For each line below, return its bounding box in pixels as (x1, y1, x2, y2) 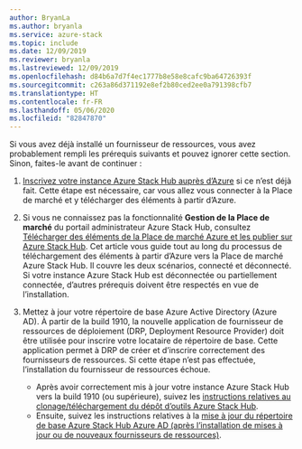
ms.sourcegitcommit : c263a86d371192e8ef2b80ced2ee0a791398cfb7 (9, 80, 252, 89)
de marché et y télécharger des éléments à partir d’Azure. (22, 195, 237, 206)
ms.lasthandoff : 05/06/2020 (9, 106, 115, 115)
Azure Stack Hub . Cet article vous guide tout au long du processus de (22, 241, 282, 252)
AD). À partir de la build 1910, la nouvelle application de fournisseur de (22, 316, 284, 327)
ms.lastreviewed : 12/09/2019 (9, 64, 119, 73)
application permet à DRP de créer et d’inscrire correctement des (22, 345, 266, 356)
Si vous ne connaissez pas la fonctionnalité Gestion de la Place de (22, 212, 270, 223)
